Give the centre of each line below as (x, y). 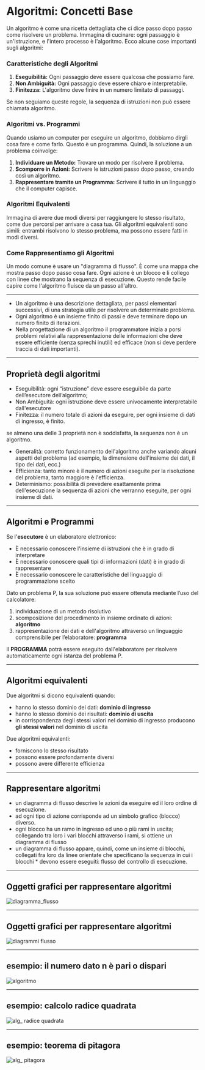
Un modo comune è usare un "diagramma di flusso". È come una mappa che (103, 266)
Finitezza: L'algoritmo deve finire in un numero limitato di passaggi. (100, 90)
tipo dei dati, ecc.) (38, 464)
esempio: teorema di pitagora (63, 1046)
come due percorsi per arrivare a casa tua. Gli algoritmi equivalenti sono (97, 224)
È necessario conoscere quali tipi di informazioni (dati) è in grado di (100, 561)
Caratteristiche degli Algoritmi (52, 64)
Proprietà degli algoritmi (53, 374)
